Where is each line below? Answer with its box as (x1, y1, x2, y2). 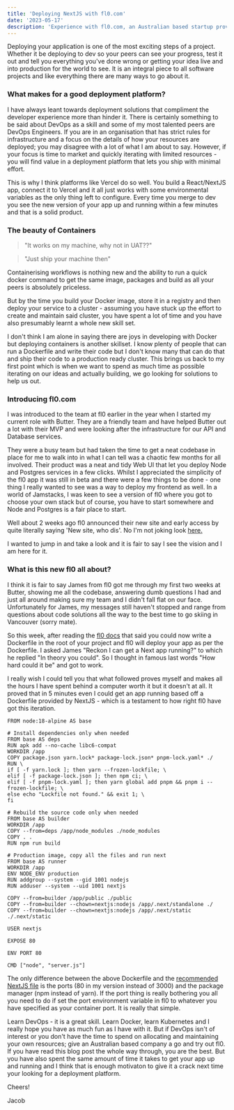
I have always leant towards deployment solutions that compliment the (7, 105, 209, 114)
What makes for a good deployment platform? (7, 89, 166, 99)
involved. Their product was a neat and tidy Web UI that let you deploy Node (7, 461, 226, 469)
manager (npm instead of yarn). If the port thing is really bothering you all (7, 989, 218, 997)
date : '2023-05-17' (7, 17, 64, 24)
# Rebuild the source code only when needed (7, 809, 139, 816)
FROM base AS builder (7, 815, 70, 822)
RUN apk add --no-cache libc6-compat (7, 741, 117, 749)
